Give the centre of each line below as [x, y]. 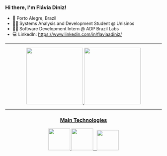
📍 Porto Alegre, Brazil [34, 18]
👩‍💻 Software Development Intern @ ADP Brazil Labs [66, 29]
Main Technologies [83, 120]
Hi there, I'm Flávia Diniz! [36, 7]
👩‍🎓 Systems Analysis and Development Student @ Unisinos [73, 23]
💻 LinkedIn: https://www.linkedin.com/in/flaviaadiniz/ [67, 34]
